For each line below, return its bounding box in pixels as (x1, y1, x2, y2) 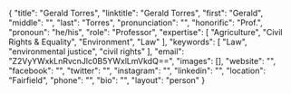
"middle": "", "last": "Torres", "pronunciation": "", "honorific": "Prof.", (8, 17, 264, 28)
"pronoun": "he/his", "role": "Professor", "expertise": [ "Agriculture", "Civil (8, 27, 283, 37)
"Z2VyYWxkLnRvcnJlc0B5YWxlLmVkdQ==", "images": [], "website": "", (8, 56, 276, 66)
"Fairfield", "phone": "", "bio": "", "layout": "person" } (8, 75, 206, 85)
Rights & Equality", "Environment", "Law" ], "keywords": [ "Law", (8, 36, 247, 47)
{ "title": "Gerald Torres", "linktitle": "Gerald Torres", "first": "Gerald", (8, 8, 264, 18)
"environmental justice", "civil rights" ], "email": (8, 46, 185, 57)
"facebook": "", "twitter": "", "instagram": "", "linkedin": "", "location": (8, 65, 267, 76)
